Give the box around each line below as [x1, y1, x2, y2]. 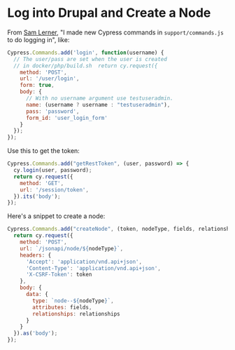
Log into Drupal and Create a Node [7, 5, 211, 21]
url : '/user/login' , [20, 75, 80, 82]
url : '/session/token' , [20, 186, 90, 194]
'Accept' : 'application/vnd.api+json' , [25, 258, 142, 265]
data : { [25, 291, 49, 298]
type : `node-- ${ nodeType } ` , [32, 297, 114, 304]
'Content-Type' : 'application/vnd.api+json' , [25, 264, 161, 271]
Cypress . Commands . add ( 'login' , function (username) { [7, 49, 164, 56]
